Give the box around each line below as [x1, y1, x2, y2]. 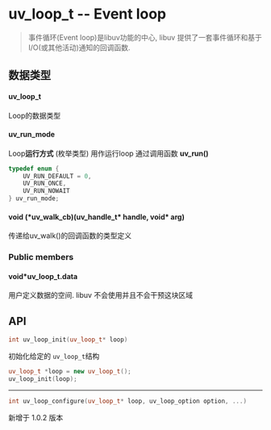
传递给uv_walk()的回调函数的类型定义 [8, 231, 132, 240]
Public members [8, 252, 74, 263]
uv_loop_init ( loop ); [8, 375, 78, 383]
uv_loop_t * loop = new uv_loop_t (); [8, 368, 131, 376]
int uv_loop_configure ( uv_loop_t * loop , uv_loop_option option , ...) [8, 397, 248, 405]
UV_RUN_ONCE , [23, 179, 67, 188]
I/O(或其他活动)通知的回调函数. [27, 42, 131, 52]
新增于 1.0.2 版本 [8, 412, 64, 422]
